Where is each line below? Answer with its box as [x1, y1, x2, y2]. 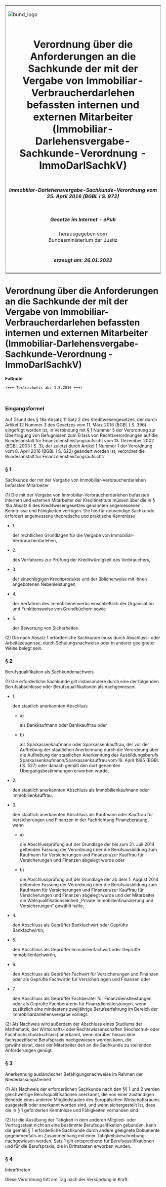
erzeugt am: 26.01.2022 [53, 257, 113, 264]
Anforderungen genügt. [5, 1047, 53, 1053]
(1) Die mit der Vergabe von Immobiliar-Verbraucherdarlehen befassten [5, 492, 150, 498]
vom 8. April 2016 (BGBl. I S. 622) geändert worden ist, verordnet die [5, 448, 145, 454]
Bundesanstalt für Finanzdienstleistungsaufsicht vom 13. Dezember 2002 [5, 437, 154, 443]
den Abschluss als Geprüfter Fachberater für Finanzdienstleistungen [12, 995, 152, 1002]
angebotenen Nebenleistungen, [12, 581, 77, 587]
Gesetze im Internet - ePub [50, 216, 116, 223]
